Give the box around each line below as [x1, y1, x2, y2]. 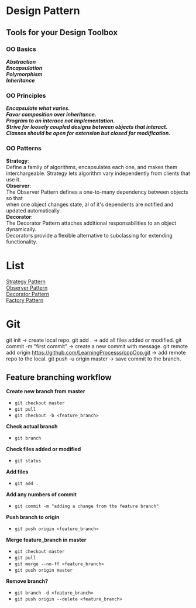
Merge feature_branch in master [6, 537, 87, 544]
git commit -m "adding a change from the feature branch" [14, 503, 159, 510]
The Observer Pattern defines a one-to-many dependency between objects [6, 188, 188, 195]
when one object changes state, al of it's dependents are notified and [6, 201, 174, 208]
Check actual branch [6, 423, 58, 430]
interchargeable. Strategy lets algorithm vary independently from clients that [6, 170, 190, 177]
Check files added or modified [6, 446, 81, 453]
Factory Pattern [6, 297, 44, 304]
